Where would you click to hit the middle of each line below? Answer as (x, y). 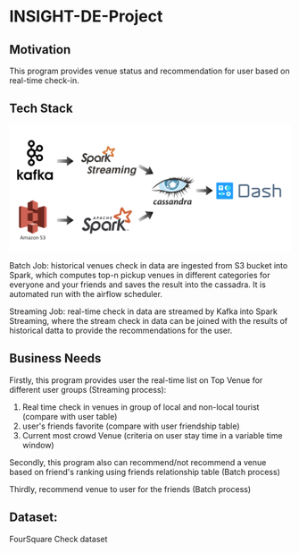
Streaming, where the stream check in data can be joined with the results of (149, 320)
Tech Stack (41, 109)
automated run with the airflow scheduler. (86, 294)
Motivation (40, 50)
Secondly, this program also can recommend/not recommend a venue (138, 462)
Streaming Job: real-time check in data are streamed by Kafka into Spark (144, 311)
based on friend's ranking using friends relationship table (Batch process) (145, 472)
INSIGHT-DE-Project (86, 17)
